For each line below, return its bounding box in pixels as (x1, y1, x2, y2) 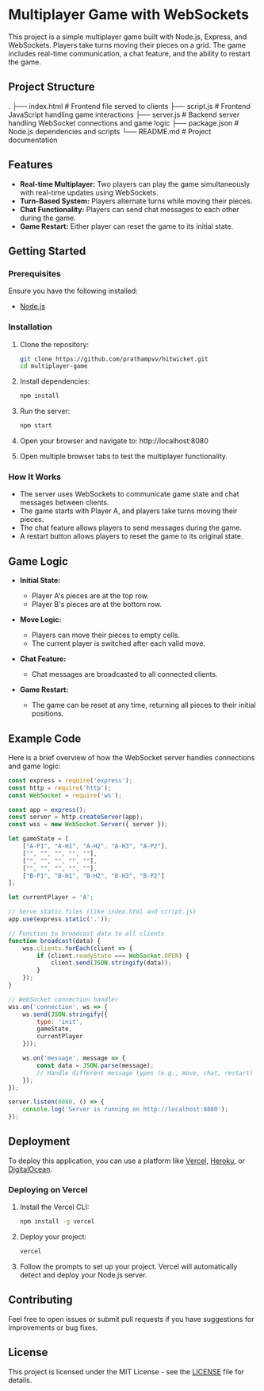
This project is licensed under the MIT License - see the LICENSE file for (8, 1366, 244, 1376)
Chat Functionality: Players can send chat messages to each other (19, 204, 239, 214)
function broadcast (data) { (8, 937, 101, 945)
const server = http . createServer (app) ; (8, 813, 144, 821)
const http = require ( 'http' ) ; (8, 784, 112, 792)
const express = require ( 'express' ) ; (8, 776, 133, 784)
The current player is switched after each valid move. (31, 639, 206, 648)
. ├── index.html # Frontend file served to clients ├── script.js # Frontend (8, 101, 251, 110)
